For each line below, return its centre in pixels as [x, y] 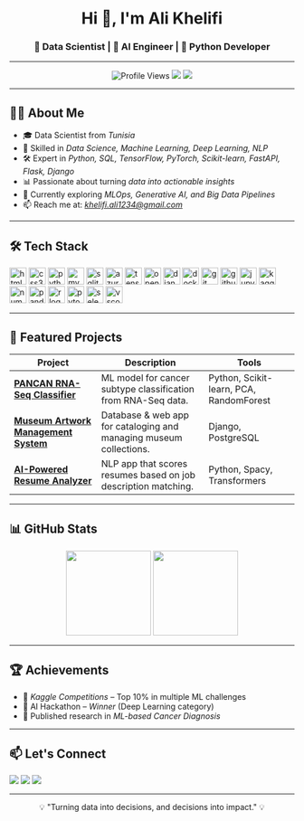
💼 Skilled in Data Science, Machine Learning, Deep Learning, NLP [145, 148]
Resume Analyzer [53, 480]
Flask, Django [48, 172]
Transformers [237, 480]
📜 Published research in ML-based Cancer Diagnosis [121, 716]
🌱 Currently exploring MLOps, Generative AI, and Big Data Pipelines [149, 194]
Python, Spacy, [241, 469]
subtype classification [147, 389]
